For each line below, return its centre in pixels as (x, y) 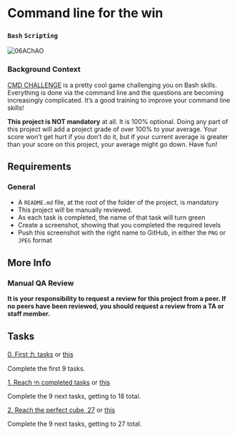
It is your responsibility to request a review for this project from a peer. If (117, 299)
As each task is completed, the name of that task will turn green (111, 217)
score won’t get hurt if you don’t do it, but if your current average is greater (118, 136)
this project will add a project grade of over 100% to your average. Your (112, 129)
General (21, 187)
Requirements (39, 167)
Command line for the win (85, 13)
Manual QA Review (41, 283)
